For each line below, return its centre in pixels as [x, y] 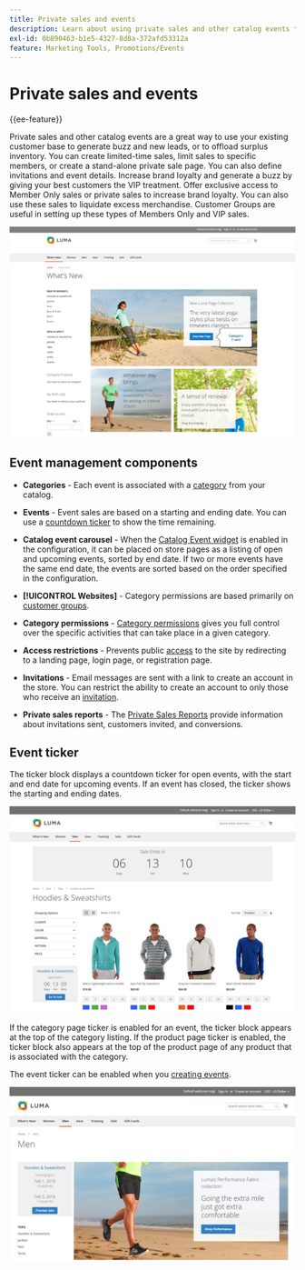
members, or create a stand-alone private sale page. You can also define [146, 166]
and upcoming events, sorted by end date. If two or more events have [153, 558]
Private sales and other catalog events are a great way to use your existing [149, 137]
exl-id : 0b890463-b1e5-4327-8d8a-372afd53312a [99, 38]
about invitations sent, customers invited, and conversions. [133, 724]
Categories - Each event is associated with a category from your [144, 485]
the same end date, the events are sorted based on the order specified [155, 568]
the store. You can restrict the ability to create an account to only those [155, 687]
